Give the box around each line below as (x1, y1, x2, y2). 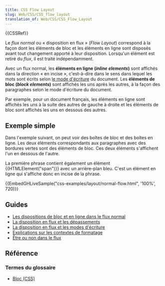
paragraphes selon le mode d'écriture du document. (5, 87, 112, 93)
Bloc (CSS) (12, 276, 35, 282)
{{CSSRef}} (5, 30, 29, 36)
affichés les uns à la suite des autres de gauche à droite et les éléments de (5, 102, 159, 108)
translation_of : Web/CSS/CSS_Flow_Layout (5, 16, 93, 21)
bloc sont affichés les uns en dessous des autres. (5, 107, 107, 113)
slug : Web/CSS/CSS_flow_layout (5, 12, 70, 17)
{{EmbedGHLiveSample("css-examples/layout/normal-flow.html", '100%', (5, 181, 156, 187)
